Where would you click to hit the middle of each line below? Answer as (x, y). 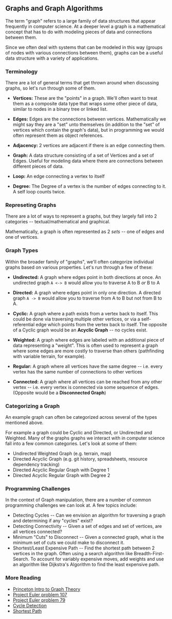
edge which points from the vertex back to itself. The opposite (101, 324)
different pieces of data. (38, 166)
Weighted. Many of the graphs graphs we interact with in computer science (85, 438)
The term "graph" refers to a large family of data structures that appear (81, 21)
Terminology (22, 72)
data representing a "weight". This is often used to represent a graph (85, 345)
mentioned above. (24, 422)
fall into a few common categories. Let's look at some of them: (71, 444)
